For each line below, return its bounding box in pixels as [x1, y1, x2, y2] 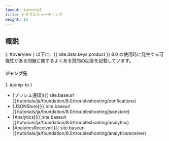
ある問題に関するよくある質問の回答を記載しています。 [18, 58, 134, 64]
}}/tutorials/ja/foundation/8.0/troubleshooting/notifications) [12, 98, 137, 104]
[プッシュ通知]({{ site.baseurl [12, 92, 74, 98]
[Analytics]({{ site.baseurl [12, 114, 67, 120]
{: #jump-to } [5, 82, 32, 88]
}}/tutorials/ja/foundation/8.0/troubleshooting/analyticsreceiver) [12, 130, 146, 136]
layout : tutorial [5, 7, 42, 13]
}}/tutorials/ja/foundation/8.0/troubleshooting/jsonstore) [12, 109, 130, 115]
